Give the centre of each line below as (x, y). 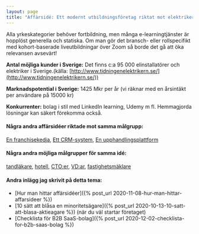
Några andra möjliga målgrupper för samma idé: (66, 153)
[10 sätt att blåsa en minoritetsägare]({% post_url (74, 206)
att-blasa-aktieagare (40, 212)
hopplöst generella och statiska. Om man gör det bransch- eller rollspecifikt (98, 40)
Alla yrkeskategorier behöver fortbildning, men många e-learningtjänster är (98, 34)
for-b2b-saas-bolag (39, 225)
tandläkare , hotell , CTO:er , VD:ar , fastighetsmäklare (69, 166)
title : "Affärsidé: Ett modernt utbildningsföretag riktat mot (86, 17)
